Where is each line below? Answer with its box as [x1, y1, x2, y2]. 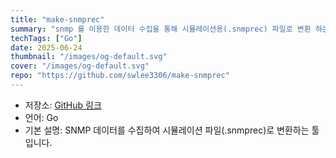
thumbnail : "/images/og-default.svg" [10, 52, 168, 62]
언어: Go [24, 111, 59, 123]
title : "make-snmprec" [10, 14, 105, 25]
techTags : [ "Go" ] [10, 33, 83, 43]
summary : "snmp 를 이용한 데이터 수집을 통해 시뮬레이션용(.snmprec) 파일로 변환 [10, 24, 312, 34]
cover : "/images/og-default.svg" [10, 61, 150, 71]
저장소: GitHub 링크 [24, 99, 102, 111]
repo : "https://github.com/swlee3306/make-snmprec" [10, 71, 230, 81]
